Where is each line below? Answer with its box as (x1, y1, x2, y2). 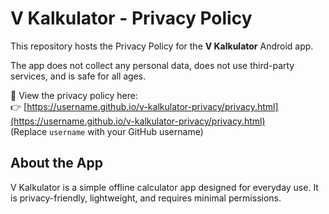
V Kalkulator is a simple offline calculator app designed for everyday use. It (10, 181, 319, 193)
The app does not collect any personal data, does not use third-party (10, 59, 295, 71)
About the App (10, 155, 103, 172)
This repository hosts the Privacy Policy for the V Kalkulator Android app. (10, 40, 314, 52)
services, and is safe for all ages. (10, 70, 147, 82)
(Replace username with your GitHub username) (10, 125, 204, 137)
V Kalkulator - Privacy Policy (10, 7, 253, 30)
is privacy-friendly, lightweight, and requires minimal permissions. (10, 192, 282, 204)
